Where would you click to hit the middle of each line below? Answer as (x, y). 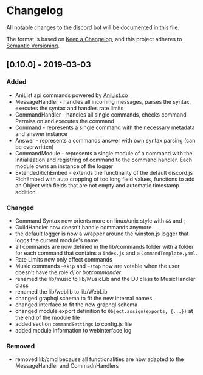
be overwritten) (34, 147)
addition (25, 192)
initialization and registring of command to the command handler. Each (104, 160)
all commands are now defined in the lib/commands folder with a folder (104, 246)
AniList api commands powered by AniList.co (71, 95)
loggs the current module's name (57, 240)
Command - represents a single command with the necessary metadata (105, 127)
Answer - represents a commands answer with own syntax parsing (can (105, 140)
